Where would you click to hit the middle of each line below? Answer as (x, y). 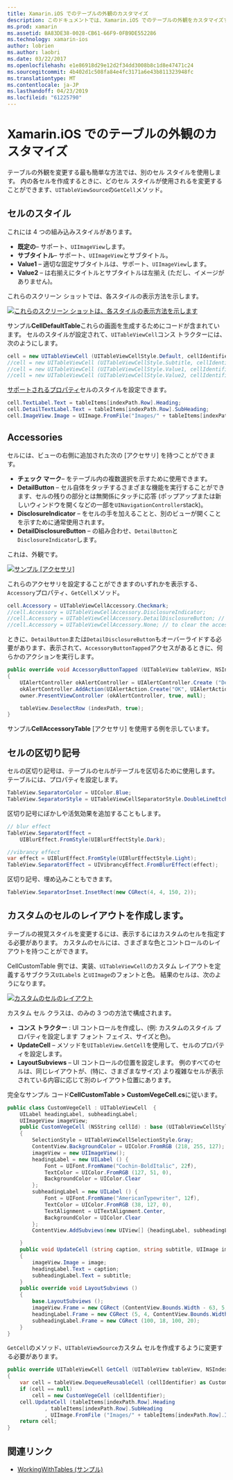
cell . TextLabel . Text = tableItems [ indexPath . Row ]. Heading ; (94, 403)
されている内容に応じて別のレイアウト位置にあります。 (96, 1079)
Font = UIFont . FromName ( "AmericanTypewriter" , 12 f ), (122, 1198)
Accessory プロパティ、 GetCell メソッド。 (65, 593)
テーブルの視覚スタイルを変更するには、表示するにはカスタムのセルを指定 (113, 933)
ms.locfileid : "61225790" (44, 98)
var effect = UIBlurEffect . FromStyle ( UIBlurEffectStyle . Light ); (102, 859)
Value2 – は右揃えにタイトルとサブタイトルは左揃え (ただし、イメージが (121, 273)
